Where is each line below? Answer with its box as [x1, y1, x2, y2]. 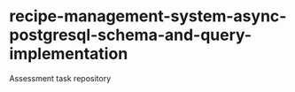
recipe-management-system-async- [9, 6, 287, 27]
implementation [9, 44, 128, 64]
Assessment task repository [9, 73, 112, 83]
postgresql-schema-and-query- [9, 25, 252, 45]
